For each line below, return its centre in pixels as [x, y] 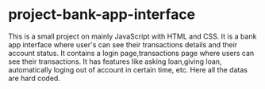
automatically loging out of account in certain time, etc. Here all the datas [128, 69]
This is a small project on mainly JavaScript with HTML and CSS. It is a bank [132, 36]
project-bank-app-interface [102, 15]
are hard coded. [35, 78]
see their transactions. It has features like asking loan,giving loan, [115, 61]
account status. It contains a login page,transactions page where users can [131, 53]
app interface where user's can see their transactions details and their [123, 44]
